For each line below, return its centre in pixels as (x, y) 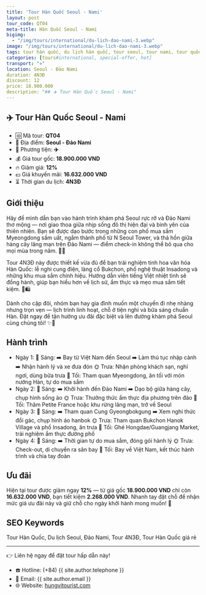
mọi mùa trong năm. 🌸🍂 (36, 251)
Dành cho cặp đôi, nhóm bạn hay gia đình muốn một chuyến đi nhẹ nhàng (100, 303)
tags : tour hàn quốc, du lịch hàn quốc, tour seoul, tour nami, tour (97, 52)
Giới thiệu (25, 203)
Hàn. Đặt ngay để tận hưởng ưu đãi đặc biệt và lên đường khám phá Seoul (100, 316)
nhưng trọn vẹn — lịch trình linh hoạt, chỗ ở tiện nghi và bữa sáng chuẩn (97, 309)
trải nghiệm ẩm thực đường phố (55, 434)
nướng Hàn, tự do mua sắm (49, 382)
